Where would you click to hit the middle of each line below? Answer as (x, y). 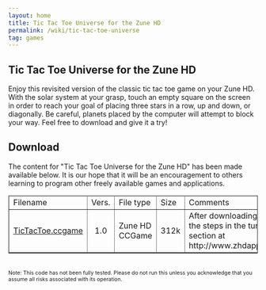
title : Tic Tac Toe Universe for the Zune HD (84, 23)
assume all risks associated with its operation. (65, 279)
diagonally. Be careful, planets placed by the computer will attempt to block (131, 114)
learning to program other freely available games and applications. (117, 183)
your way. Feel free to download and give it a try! (88, 123)
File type (135, 202)
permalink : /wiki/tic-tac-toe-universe (74, 30)
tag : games (26, 38)
